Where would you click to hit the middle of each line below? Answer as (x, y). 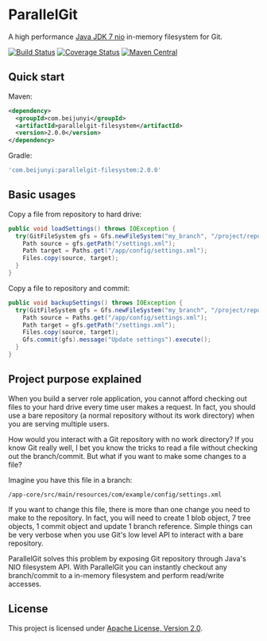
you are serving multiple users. (59, 424)
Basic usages (42, 195)
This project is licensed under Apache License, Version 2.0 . (105, 628)
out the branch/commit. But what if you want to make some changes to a (127, 456)
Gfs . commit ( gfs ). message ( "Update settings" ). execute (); (117, 340)
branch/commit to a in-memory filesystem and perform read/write (116, 575)
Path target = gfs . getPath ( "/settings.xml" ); (99, 325)
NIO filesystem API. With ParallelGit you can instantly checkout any (118, 567)
